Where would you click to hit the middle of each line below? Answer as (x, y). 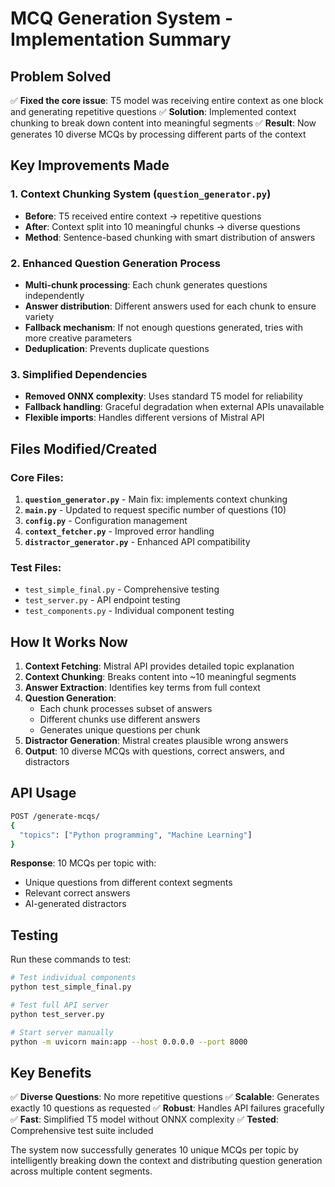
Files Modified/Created (84, 448)
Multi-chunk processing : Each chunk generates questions (146, 284)
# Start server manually (62, 1032)
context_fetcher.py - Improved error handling (119, 531)
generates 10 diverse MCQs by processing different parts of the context (158, 134)
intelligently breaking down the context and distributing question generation (166, 1161)
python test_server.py (57, 1014)
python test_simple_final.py (71, 987)
